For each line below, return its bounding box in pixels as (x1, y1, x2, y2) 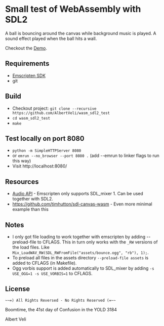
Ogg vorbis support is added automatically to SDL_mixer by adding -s (12, 265, 155, 271)
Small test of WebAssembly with (5, 3, 141, 15)
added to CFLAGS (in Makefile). (12, 260, 77, 266)
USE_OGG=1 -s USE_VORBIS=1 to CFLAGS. (12, 271, 93, 276)
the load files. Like (12, 244, 50, 250)
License (5, 285, 30, 293)
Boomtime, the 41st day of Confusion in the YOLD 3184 (5, 306, 117, 312)
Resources (5, 177, 39, 186)
